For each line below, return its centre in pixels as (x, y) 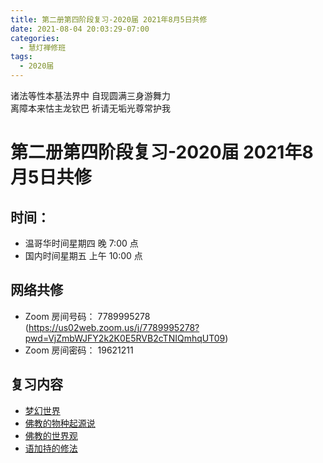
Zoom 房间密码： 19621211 (79, 350)
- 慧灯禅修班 (43, 47)
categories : (35, 38)
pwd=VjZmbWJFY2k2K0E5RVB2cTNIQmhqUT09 (125, 338)
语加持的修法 (51, 448)
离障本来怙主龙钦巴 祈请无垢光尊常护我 (90, 108)
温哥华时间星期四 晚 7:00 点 (81, 243)
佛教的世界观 (51, 435)
